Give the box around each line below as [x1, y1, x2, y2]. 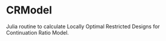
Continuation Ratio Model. [6, 29, 69, 36]
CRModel [6, 4, 52, 17]
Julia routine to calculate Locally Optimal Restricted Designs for [6, 23, 160, 30]
